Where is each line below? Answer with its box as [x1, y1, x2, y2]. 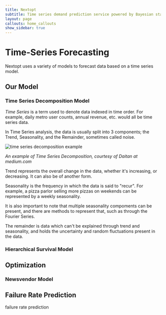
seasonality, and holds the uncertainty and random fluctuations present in [5, 228, 156, 234]
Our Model [5, 82, 39, 91]
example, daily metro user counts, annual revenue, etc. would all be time [5, 114, 153, 120]
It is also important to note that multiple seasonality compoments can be [5, 203, 152, 209]
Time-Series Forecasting [5, 47, 110, 58]
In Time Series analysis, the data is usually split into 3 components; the [5, 129, 150, 135]
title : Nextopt [5, 7, 37, 12]
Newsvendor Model [5, 276, 53, 282]
